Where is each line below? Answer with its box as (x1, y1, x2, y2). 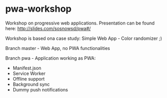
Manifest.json (12, 65, 42, 71)
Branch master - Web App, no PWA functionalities (5, 45, 110, 51)
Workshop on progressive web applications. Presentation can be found (5, 20, 155, 26)
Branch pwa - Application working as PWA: (5, 55, 96, 61)
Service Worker (12, 70, 46, 77)
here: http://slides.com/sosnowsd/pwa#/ (5, 25, 91, 31)
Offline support (12, 76, 45, 82)
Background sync (12, 81, 50, 87)
